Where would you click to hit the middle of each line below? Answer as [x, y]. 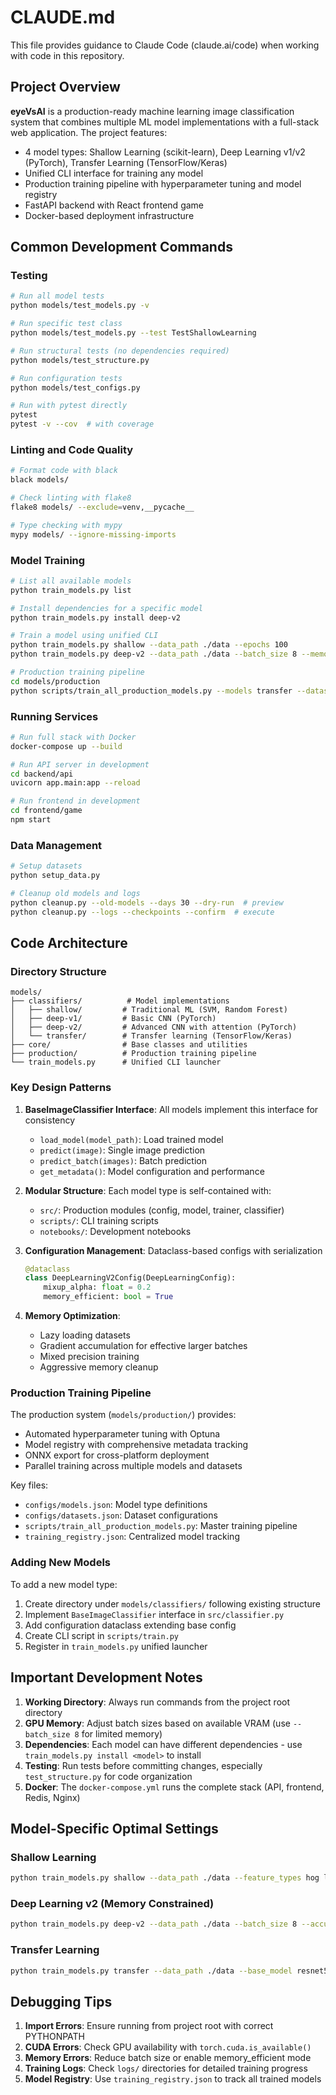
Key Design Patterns [61, 1088]
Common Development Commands [121, 247]
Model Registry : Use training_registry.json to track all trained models [173, 2079]
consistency [50, 1120]
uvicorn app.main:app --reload [75, 783]
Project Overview [65, 87]
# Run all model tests [57, 296]
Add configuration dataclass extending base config [130, 1625]
